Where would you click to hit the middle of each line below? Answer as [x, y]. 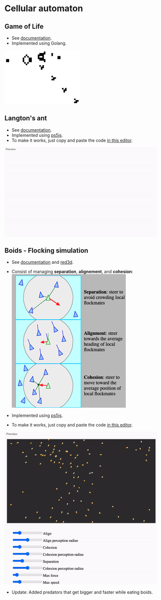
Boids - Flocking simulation [46, 250]
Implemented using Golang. [39, 43]
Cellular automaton [44, 9]
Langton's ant [26, 118]
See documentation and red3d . [42, 262]
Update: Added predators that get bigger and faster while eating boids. [82, 592]
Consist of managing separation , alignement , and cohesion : [72, 272]
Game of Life [24, 26]
